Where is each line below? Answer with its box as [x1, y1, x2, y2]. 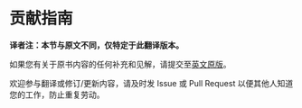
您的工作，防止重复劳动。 [9, 89, 105, 100]
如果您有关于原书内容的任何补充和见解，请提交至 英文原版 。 [9, 58, 231, 69]
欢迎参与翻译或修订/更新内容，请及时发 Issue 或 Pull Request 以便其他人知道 [9, 77, 294, 88]
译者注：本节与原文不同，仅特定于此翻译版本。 [9, 40, 184, 50]
